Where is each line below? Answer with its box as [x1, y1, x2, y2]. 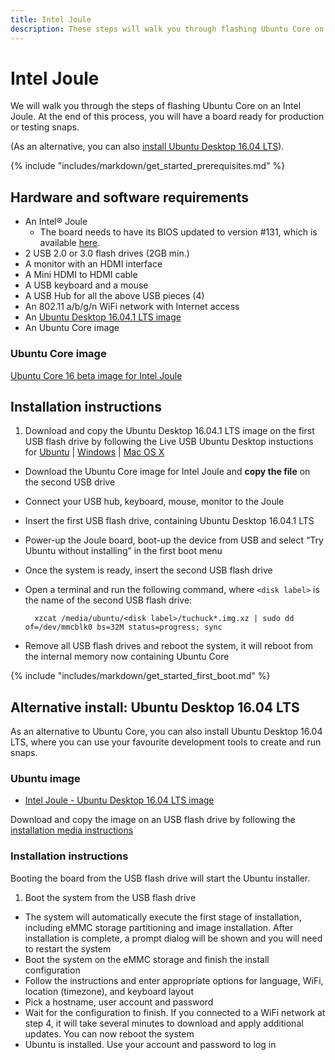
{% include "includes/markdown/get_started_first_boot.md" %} [10, 670, 271, 682]
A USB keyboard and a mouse [24, 279, 149, 291]
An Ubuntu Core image [24, 322, 120, 334]
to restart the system [24, 942, 112, 955]
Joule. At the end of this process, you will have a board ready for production [10, 111, 325, 123]
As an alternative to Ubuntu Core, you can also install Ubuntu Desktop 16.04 [10, 726, 323, 738]
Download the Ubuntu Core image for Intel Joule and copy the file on [24, 466, 311, 478]
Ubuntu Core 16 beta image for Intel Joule [10, 369, 183, 381]
